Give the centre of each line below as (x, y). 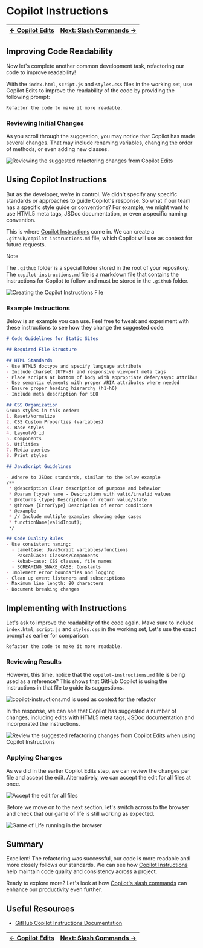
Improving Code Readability (60, 52)
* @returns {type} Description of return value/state (78, 500)
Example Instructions (38, 308)
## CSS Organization (32, 405)
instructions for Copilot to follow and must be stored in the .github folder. (98, 280)
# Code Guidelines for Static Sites (52, 339)
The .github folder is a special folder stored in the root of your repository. (98, 267)
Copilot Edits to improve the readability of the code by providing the (91, 90)
